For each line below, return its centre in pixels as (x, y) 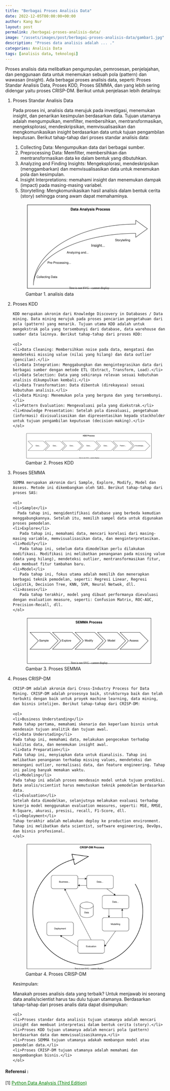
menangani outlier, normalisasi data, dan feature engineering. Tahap (89, 765)
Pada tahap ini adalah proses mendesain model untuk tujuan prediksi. (89, 780)
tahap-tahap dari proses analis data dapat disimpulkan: (70, 1004)
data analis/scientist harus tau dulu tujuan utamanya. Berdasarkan (81, 999)
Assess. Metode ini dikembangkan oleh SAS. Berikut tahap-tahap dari (88, 487)
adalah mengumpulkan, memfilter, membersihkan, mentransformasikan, (88, 121)
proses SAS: (25, 493)
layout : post (19, 27)
